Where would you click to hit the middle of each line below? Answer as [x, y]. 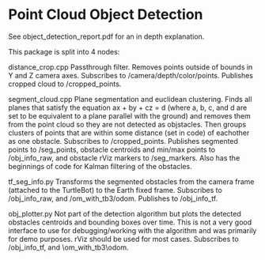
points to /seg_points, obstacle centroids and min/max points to [112, 149]
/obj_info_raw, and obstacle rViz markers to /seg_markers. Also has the [124, 158]
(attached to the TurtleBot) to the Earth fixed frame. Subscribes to [115, 190]
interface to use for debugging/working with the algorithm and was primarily [132, 230]
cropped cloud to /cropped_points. [65, 84]
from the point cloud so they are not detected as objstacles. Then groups [127, 124]
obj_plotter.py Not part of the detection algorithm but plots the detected [125, 213]
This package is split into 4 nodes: [64, 51]
